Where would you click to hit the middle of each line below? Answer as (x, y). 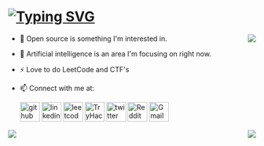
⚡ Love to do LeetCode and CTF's (74, 69)
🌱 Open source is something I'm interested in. (93, 38)
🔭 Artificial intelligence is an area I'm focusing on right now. (115, 53)
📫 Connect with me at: (57, 88)
